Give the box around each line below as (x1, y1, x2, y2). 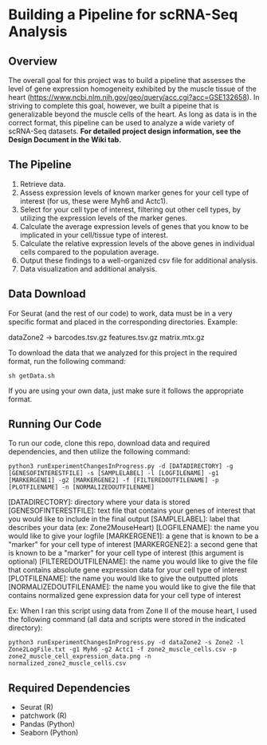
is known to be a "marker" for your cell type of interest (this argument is (8, 549, 245, 558)
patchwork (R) (19, 711, 68, 720)
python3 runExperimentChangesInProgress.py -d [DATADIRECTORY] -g (8, 462, 234, 470)
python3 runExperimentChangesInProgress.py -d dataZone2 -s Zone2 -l (8, 639, 245, 647)
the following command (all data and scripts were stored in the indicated (8, 615, 245, 624)
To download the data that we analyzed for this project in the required (8, 347, 238, 357)
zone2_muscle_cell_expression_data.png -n (8, 652, 151, 660)
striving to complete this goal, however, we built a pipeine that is (8, 101, 219, 110)
